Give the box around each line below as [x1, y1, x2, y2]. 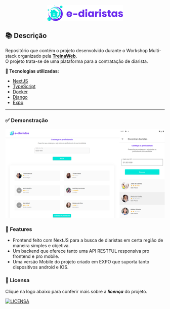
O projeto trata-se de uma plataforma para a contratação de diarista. [5, 58, 148, 64]
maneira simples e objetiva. [12, 243, 70, 249]
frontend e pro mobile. [12, 253, 60, 259]
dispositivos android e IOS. [12, 264, 69, 271]
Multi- [149, 47, 162, 53]
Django [12, 94, 28, 100]
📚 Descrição [5, 31, 47, 40]
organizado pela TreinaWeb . [17, 53, 77, 59]
